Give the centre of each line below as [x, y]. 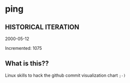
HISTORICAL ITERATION [42, 27]
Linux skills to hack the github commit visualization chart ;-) [65, 75]
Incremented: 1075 [24, 48]
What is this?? [27, 64]
